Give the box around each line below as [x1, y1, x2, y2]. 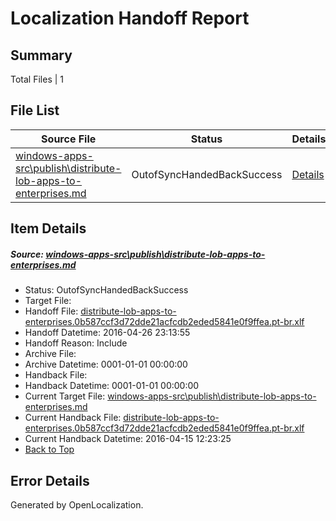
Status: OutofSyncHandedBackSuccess [24, 284, 189, 296]
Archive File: [24, 348, 77, 360]
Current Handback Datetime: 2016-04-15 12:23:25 [24, 433, 232, 445]
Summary [10, 47, 73, 64]
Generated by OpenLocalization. [10, 498, 144, 511]
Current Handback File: [24, 412, 122, 424]
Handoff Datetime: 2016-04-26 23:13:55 [24, 327, 191, 339]
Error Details [10, 472, 90, 489]
